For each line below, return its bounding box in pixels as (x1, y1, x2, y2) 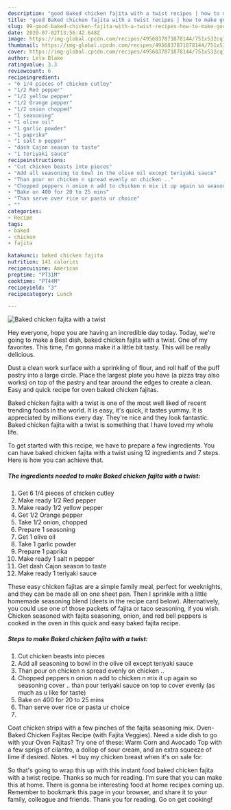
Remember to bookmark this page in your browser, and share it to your (8, 788, 208, 796)
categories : (8, 208, 42, 215)
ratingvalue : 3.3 (8, 61, 58, 68)
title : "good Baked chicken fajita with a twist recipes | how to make (8, 16, 217, 23)
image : (8, 36, 27, 43)
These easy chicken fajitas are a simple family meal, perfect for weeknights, (8, 583, 223, 591)
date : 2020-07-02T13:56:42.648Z (8, 29, 100, 36)
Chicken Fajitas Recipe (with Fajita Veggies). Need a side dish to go (27, 731, 218, 739)
